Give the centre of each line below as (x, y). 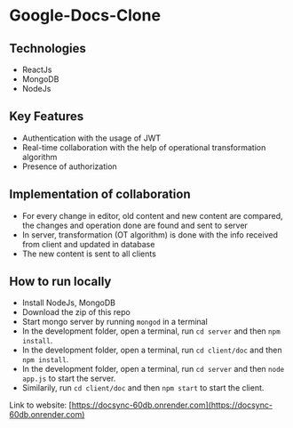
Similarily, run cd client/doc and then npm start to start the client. (143, 388)
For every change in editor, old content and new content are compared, (152, 215)
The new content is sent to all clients (89, 254)
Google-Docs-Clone (85, 16)
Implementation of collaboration (100, 194)
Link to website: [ (41, 405)
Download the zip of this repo (76, 312)
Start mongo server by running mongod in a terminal (115, 322)
